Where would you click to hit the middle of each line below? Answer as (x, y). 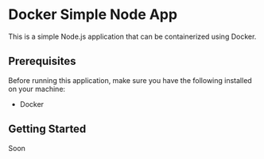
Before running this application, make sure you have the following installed (130, 80)
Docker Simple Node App (93, 15)
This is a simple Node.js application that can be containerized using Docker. (132, 36)
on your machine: (37, 89)
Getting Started (47, 129)
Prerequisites (42, 61)
